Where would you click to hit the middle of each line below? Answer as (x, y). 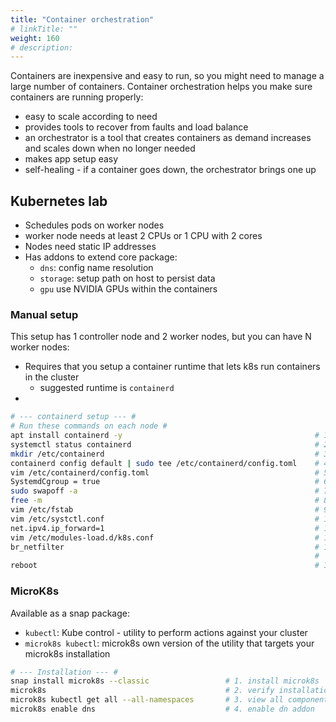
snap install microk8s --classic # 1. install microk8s (165, 681)
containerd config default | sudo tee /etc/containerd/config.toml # (165, 463)
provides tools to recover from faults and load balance (136, 127)
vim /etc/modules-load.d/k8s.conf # (165, 537)
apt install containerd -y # (165, 436)
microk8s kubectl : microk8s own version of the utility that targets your (169, 643)
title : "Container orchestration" (82, 19)
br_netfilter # (165, 547)
